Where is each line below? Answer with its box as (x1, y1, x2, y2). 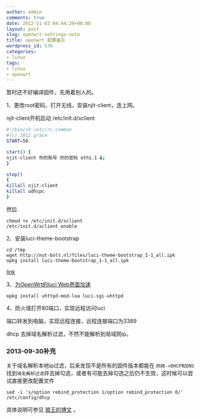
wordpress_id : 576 (6, 43, 53, 49)
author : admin (6, 9, 43, 15)
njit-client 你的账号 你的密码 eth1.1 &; (6, 155, 105, 161)
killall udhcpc (6, 188, 45, 195)
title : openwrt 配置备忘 (6, 37, 66, 43)
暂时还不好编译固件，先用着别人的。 (6, 89, 97, 96)
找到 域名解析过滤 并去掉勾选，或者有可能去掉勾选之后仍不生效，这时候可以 (6, 370, 188, 377)
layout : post (6, 26, 40, 32)
